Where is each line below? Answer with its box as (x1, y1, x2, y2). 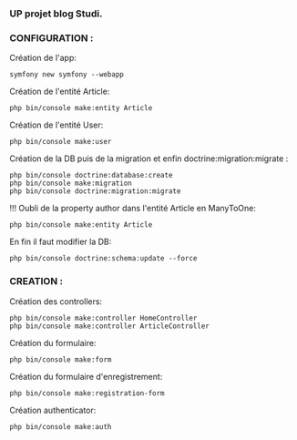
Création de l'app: (9, 53, 77, 64)
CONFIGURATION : (9, 31, 94, 44)
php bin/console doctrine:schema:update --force (9, 254, 198, 263)
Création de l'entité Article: (9, 86, 110, 97)
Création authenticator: (9, 404, 97, 415)
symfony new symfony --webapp (9, 70, 125, 79)
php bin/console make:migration (9, 179, 132, 189)
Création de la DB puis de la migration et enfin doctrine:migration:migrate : (9, 153, 289, 164)
